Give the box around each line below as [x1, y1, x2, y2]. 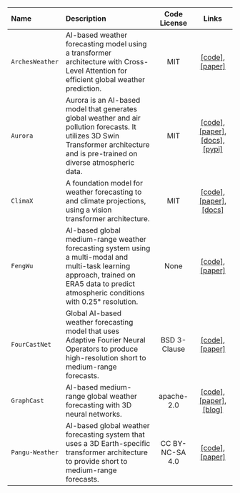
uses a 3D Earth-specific [65, 439, 151, 448]
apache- [158, 392, 189, 401]
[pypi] [202, 144, 224, 154]
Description [65, 14, 106, 24]
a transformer [65, 48, 112, 58]
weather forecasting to [65, 187, 142, 197]
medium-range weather [65, 235, 146, 244]
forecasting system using [65, 243, 151, 253]
